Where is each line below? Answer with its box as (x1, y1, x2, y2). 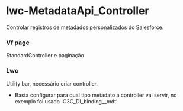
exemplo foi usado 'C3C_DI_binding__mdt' (14, 97, 118, 105)
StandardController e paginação (6, 52, 85, 59)
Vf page (6, 38, 30, 47)
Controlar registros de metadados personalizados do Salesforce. (6, 24, 164, 31)
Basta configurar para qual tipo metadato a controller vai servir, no (14, 92, 177, 99)
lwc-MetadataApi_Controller (6, 4, 149, 18)
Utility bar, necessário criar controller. (6, 80, 98, 87)
